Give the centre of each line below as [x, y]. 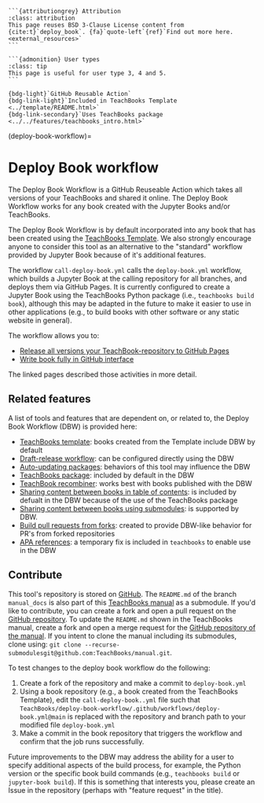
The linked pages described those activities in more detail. [103, 374]
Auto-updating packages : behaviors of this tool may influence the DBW [135, 466]
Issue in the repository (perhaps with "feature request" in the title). [116, 790]
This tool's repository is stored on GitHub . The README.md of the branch [123, 594]
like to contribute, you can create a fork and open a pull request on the [122, 610]
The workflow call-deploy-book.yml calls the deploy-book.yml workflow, [125, 270]
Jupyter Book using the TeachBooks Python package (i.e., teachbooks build [131, 295]
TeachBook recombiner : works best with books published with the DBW [136, 483]
